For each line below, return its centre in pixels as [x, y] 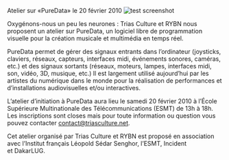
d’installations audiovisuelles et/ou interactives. [74, 88]
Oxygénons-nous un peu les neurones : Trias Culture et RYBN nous [102, 24]
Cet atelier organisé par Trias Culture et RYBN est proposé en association [111, 136]
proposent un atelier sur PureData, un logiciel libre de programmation [105, 31]
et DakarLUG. [26, 151]
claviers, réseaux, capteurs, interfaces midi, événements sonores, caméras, [114, 59]
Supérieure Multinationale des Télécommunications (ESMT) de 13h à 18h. [110, 108]
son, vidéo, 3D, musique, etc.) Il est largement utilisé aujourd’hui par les [108, 73]
